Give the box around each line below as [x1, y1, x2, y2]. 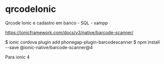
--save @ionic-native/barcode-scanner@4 [5, 44, 93, 50]
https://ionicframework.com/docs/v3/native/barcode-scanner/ [5, 29, 134, 35]
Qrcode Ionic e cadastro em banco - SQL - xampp [5, 20, 108, 26]
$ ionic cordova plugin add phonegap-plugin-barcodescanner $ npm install [5, 39, 160, 45]
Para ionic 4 [5, 54, 30, 60]
